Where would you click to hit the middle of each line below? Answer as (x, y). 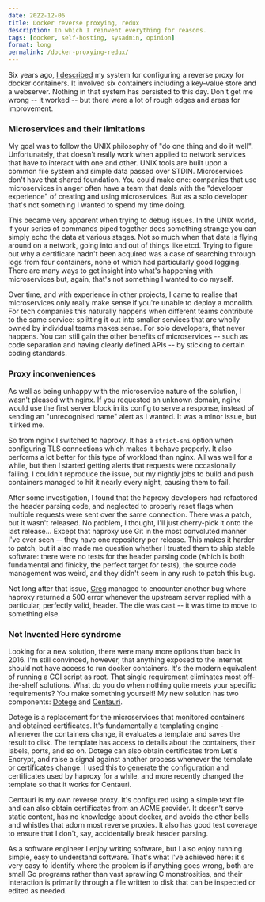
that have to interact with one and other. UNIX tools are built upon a (118, 163)
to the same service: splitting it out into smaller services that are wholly (124, 320)
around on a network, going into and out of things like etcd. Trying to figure (131, 245)
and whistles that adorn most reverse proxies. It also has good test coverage (133, 824)
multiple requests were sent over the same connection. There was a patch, (130, 514)
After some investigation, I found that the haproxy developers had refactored (133, 497)
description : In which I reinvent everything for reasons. (108, 30)
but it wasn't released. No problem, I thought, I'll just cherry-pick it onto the (131, 522)
